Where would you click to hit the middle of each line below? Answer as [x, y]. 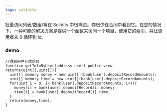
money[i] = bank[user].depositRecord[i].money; [64, 88]
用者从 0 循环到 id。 [26, 37]
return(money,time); [31, 101]
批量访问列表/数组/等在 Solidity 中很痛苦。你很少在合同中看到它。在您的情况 [83, 24]
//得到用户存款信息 [22, 61]
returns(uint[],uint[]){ [31, 70]
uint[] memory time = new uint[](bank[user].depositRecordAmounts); [82, 79]
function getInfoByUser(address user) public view [59, 66]
